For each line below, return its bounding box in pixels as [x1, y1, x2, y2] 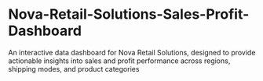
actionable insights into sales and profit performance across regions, [8, 56, 231, 65]
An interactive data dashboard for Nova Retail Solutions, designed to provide [8, 48, 256, 57]
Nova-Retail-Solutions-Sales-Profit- [8, 5, 250, 23]
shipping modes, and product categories [8, 64, 140, 73]
